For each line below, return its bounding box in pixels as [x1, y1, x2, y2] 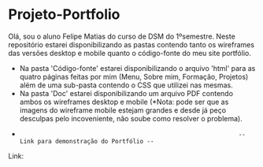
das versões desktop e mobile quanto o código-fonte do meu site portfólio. [8, 48, 252, 58]
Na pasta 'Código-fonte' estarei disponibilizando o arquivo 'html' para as [19, 63, 256, 72]
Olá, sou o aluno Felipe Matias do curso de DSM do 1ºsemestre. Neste [8, 32, 236, 41]
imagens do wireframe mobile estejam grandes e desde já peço [19, 105, 227, 115]
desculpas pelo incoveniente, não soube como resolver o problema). [19, 113, 243, 123]
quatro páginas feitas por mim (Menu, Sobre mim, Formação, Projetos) [19, 72, 249, 81]
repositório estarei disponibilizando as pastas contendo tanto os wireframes [8, 39, 254, 49]
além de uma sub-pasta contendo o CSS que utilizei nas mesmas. [19, 80, 234, 90]
